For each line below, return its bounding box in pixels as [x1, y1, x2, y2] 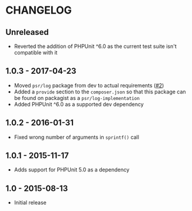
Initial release [14, 199, 47, 206]
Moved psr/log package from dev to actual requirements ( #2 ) [14, 82, 164, 89]
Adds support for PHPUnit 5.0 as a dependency [14, 166, 130, 173]
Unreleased [5, 27, 49, 37]
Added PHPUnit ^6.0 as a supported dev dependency [14, 100, 144, 108]
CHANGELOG [5, 4, 72, 17]
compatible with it [14, 49, 58, 56]
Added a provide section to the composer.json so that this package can [14, 88, 186, 95]
